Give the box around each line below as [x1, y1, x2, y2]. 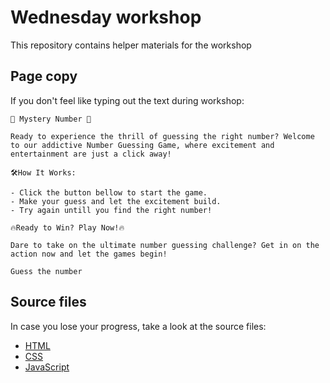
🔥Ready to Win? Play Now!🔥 [10, 222, 125, 233]
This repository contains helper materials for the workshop [10, 39, 252, 51]
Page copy [10, 68, 78, 85]
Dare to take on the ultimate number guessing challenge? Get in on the [10, 240, 320, 250]
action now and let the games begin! [10, 249, 168, 259]
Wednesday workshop [10, 6, 202, 29]
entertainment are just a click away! [10, 149, 172, 159]
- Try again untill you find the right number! [10, 205, 213, 215]
